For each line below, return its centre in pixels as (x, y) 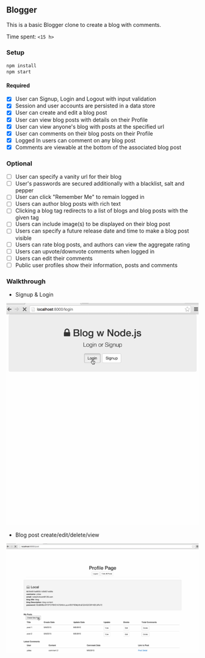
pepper (24, 190)
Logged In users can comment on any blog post (75, 140)
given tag (27, 218)
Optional (19, 163)
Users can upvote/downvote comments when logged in (85, 251)
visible (23, 238)
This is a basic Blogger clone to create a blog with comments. (84, 24)
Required (18, 85)
